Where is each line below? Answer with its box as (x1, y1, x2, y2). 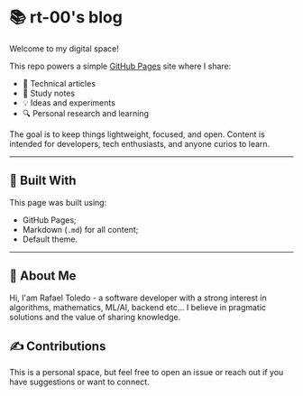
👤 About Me (9, 268, 77, 284)
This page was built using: (9, 197, 107, 207)
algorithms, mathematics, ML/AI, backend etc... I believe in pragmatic (9, 301, 267, 312)
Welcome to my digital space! (9, 42, 119, 54)
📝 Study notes (22, 87, 75, 98)
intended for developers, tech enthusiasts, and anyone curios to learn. (9, 138, 271, 149)
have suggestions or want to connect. (9, 376, 151, 388)
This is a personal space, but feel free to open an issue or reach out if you (9, 367, 284, 378)
